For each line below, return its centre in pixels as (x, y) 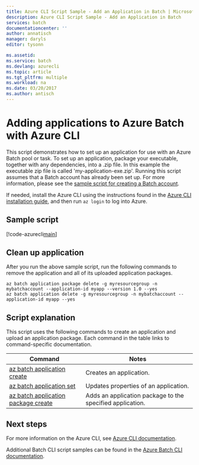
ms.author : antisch (30, 94)
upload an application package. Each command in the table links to (88, 338)
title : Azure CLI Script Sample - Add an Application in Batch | (88, 12)
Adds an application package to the (135, 396)
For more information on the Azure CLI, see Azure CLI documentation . (91, 438)
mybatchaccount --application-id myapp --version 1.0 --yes (82, 289)
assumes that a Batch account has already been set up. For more (86, 177)
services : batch (26, 22)
